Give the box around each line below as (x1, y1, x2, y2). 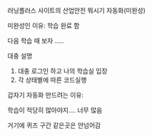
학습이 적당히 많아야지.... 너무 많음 (7, 106, 103, 114)
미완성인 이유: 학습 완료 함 (7, 21, 80, 30)
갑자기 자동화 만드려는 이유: (7, 91, 84, 99)
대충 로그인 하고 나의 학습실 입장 (17, 67, 108, 75)
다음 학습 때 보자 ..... (7, 36, 64, 45)
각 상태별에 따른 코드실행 (17, 75, 87, 84)
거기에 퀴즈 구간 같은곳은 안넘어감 (7, 121, 101, 130)
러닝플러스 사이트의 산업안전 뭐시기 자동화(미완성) (7, 6, 146, 14)
